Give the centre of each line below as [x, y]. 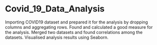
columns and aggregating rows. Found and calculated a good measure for [79, 27]
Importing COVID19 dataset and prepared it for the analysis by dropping [77, 22]
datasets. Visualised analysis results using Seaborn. [57, 37]
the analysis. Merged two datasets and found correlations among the [74, 32]
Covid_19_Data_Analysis [55, 9]
